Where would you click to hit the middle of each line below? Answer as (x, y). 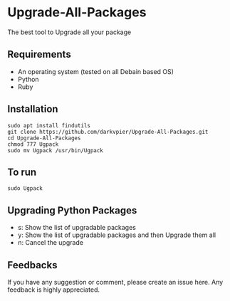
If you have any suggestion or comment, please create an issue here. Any (115, 282)
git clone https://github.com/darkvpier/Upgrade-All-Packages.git (108, 132)
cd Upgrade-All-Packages (44, 138)
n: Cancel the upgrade (51, 243)
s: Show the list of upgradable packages (77, 228)
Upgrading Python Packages (72, 210)
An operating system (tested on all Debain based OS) (96, 71)
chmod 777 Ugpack (33, 144)
